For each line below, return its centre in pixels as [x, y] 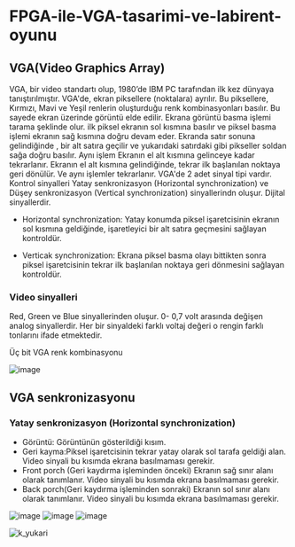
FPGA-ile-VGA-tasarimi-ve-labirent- [145, 16]
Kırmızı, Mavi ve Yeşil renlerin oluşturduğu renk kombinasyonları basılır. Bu [145, 108]
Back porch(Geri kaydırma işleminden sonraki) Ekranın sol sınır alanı [146, 488]
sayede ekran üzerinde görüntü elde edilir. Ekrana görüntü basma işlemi [140, 117]
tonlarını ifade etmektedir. [56, 335]
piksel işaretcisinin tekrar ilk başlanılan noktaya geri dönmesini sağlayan [153, 265]
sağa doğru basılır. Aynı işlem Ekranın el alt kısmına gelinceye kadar [132, 155]
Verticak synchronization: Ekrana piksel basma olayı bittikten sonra [144, 255]
